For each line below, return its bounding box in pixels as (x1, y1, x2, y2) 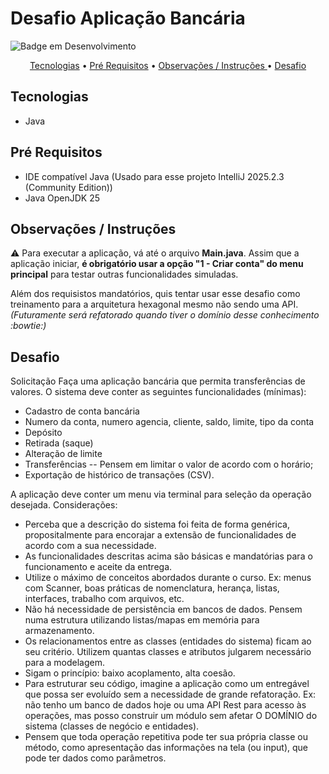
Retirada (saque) (24, 437, 94, 449)
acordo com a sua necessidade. (24, 540, 157, 552)
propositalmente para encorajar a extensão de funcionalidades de (24, 529, 297, 541)
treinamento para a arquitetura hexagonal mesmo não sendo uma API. (10, 298, 299, 311)
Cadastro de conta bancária (24, 405, 140, 417)
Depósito (24, 427, 63, 439)
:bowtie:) (10, 320, 47, 332)
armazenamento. (24, 625, 95, 637)
